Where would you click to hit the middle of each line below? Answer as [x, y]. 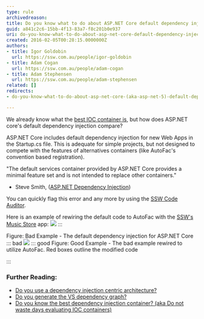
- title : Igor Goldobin [36, 52]
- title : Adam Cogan [32, 63]
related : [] [21, 86]
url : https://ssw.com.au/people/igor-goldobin [72, 57]
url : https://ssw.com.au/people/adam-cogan [67, 68]
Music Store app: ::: [34, 224]
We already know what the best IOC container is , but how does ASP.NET [97, 119]
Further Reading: [32, 277]
